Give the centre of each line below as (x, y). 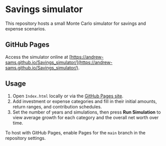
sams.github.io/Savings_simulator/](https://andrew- (59, 62)
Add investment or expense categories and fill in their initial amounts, (85, 101)
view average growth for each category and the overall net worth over (86, 117)
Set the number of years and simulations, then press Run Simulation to (87, 112)
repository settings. (26, 138)
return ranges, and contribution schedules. (57, 106)
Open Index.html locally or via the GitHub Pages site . (68, 96)
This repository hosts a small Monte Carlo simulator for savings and (76, 23)
